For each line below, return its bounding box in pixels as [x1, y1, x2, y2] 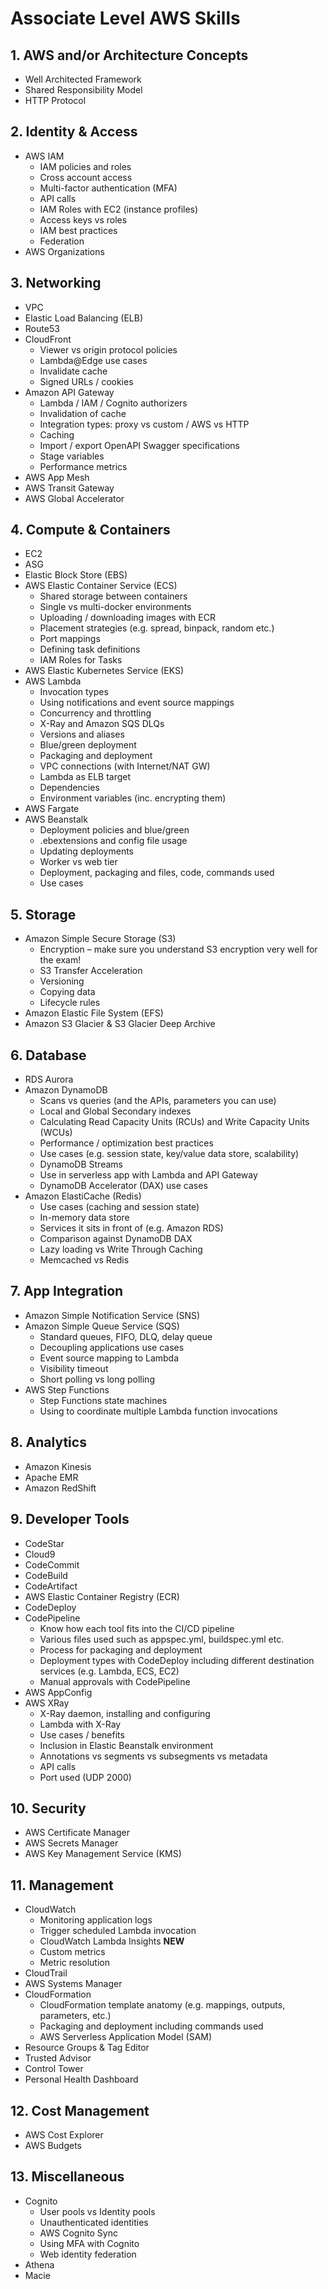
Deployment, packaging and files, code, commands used [39, 867, 275, 879]
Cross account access [39, 171, 133, 183]
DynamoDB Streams [39, 1158, 123, 1171]
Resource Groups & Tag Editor [24, 2042, 150, 2054]
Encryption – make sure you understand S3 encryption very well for [39, 943, 318, 956]
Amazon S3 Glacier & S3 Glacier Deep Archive [24, 1018, 216, 1030]
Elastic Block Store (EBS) [24, 569, 128, 581]
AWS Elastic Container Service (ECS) [24, 580, 178, 592]
